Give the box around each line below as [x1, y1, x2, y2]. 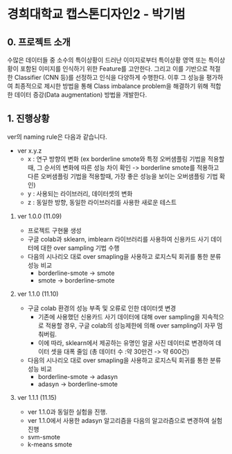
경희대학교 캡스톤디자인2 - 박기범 [7, 6, 186, 22]
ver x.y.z [17, 146, 42, 155]
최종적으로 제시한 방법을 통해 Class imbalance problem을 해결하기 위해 [14, 82, 209, 90]
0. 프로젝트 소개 [7, 36, 71, 48]
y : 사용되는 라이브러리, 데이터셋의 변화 [27, 189, 133, 198]
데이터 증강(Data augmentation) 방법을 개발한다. [14, 91, 148, 99]
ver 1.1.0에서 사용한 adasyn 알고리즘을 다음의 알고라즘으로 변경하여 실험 [27, 416, 223, 424]
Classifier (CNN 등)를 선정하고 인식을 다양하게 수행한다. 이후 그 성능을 [14, 74, 205, 81]
